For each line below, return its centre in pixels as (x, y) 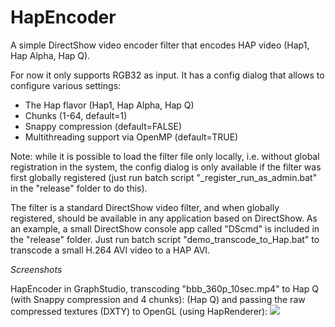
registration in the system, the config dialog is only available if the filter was (166, 167)
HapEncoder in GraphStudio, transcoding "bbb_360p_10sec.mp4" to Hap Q (164, 288)
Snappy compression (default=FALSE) (103, 126)
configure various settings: (66, 85)
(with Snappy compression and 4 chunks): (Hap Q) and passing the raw (158, 299)
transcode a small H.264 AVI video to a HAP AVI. (110, 250)
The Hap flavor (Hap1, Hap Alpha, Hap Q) (109, 105)
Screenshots (36, 269)
